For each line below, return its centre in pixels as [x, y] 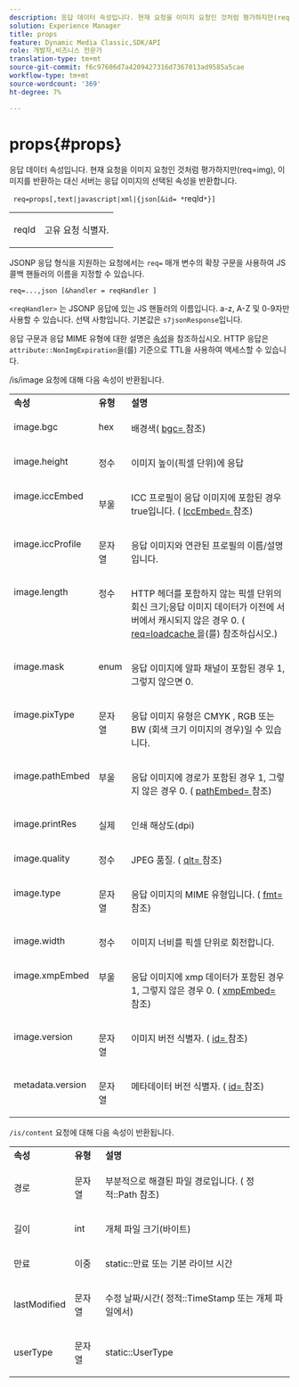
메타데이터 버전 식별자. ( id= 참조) [198, 1086]
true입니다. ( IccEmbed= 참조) [192, 511]
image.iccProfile [48, 544]
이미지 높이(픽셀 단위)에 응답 [188, 463]
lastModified [40, 1305]
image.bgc [36, 427]
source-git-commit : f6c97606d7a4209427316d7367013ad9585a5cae [127, 68]
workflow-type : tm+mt [49, 76]
